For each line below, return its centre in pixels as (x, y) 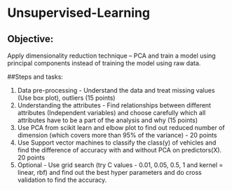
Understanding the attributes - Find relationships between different (114, 105)
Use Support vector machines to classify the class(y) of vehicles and (117, 143)
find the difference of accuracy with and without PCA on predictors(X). (120, 150)
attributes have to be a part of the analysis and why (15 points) (108, 120)
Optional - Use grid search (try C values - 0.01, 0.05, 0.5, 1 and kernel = (120, 165)
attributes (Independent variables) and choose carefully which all (111, 113)
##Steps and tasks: (35, 77)
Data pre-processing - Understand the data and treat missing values (116, 90)
